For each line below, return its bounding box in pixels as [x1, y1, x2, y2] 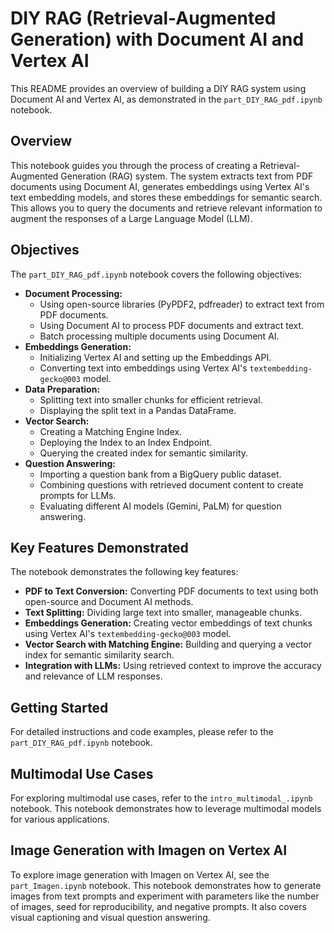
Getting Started [10, 699, 109, 716]
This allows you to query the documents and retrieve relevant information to [10, 202, 323, 214]
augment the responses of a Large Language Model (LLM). [10, 212, 253, 224]
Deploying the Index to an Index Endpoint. [39, 436, 213, 448]
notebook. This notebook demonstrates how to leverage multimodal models [10, 803, 322, 814]
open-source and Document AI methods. [24, 596, 194, 608]
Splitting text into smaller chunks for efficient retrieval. [39, 393, 263, 406]
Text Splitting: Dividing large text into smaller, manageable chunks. [24, 607, 303, 619]
